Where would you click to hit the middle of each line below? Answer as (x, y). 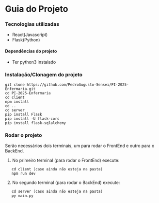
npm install (17, 101)
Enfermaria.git (20, 89)
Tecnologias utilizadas (32, 24)
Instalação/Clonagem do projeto (44, 74)
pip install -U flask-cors (32, 119)
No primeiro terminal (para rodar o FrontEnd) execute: (66, 160)
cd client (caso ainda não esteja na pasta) (57, 169)
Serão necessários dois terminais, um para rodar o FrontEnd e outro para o (80, 146)
